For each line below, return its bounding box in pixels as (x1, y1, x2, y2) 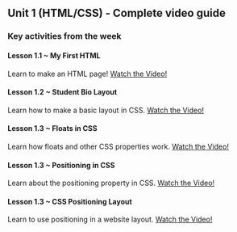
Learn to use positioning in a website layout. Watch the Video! (7, 214, 213, 225)
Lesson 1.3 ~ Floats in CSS (7, 124, 98, 133)
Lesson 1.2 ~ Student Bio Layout (7, 87, 118, 97)
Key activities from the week (7, 31, 122, 42)
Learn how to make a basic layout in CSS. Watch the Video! (7, 105, 205, 115)
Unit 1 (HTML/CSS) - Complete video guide (7, 6, 227, 20)
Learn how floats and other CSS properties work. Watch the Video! (7, 141, 229, 151)
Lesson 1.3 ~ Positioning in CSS (7, 160, 115, 170)
